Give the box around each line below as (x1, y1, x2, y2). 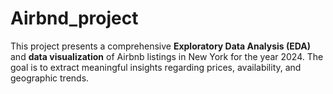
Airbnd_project (10, 7, 139, 30)
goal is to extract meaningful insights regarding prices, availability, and (10, 61, 302, 73)
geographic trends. (10, 72, 90, 84)
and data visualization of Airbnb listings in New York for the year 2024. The (10, 50, 324, 62)
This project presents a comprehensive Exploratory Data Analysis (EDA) (10, 40, 311, 52)
